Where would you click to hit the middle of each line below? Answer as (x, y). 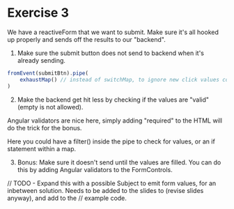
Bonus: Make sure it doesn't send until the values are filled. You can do (119, 162)
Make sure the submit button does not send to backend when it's (110, 53)
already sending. (41, 60)
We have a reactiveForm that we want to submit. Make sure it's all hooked (113, 32)
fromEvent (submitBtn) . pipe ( (48, 73)
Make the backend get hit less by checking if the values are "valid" (113, 100)
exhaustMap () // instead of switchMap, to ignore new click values (119, 79)
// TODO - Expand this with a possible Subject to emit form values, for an (112, 183)
